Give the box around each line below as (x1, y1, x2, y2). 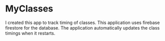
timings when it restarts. (5, 30, 56, 36)
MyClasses (5, 3, 53, 14)
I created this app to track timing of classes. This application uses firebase (5, 19, 160, 25)
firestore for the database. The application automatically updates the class (5, 24, 160, 30)
